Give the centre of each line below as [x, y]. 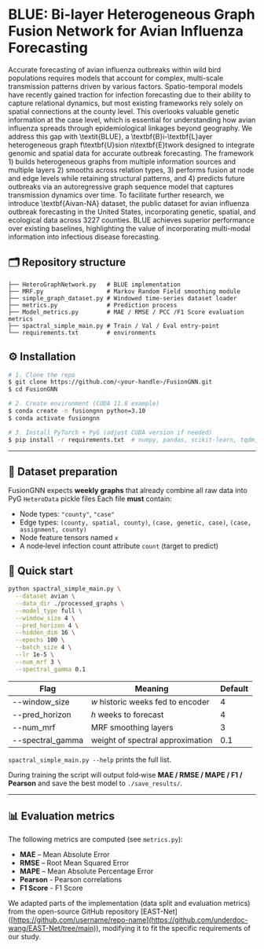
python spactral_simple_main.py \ [65, 589]
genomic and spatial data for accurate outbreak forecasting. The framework [131, 153]
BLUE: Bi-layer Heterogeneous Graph [132, 15]
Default [234, 688]
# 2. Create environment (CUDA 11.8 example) [84, 404]
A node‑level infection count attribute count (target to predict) [119, 546]
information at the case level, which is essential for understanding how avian [132, 120]
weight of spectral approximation [152, 740]
